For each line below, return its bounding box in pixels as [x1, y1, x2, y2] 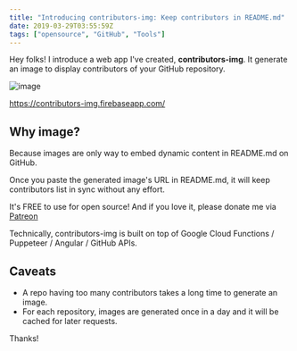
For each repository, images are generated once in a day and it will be [21, 306, 279, 317]
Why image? [9, 124, 80, 139]
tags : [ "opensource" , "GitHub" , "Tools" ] [9, 29, 166, 38]
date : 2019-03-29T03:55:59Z [9, 21, 114, 30]
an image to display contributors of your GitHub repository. [9, 63, 226, 74]
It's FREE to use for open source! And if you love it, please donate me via [9, 202, 276, 213]
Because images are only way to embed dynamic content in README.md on [9, 148, 289, 159]
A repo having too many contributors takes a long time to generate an [21, 288, 278, 297]
